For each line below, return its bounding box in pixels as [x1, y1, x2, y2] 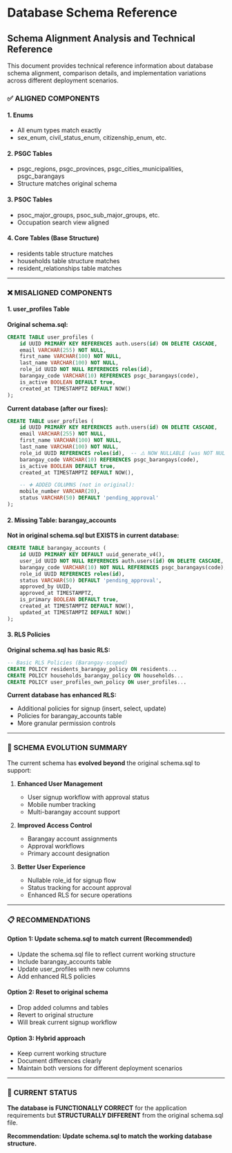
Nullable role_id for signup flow [27, 876, 116, 884]
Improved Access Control [17, 821, 93, 829]
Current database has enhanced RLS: [7, 691, 117, 699]
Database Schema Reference [7, 5, 177, 21]
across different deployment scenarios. [7, 76, 119, 84]
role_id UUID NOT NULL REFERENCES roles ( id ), [19, 366, 153, 373]
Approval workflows [27, 841, 85, 850]
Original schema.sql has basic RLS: [7, 645, 110, 654]
